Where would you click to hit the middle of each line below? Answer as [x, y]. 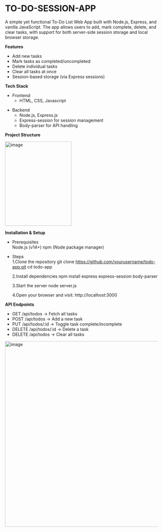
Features [14, 47]
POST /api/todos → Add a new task [47, 319]
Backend [21, 110]
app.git [19, 266]
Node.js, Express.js [39, 115]
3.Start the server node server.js [44, 285]
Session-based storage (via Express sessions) [58, 77]
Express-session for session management [61, 120]
